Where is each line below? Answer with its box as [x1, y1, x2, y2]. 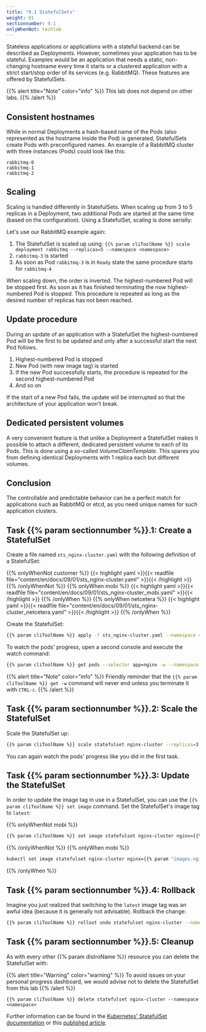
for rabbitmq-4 [15, 265, 52, 272]
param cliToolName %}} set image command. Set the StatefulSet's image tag [6, 802, 200, 810]
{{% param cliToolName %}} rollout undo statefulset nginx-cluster [6, 919, 183, 926]
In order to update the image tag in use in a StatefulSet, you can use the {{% [6, 796, 198, 804]
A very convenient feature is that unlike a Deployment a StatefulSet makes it [6, 434, 198, 441]
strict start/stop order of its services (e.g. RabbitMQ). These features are [6, 69, 190, 77]
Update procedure [6, 314, 78, 325]
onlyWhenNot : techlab [6, 26, 62, 33]
